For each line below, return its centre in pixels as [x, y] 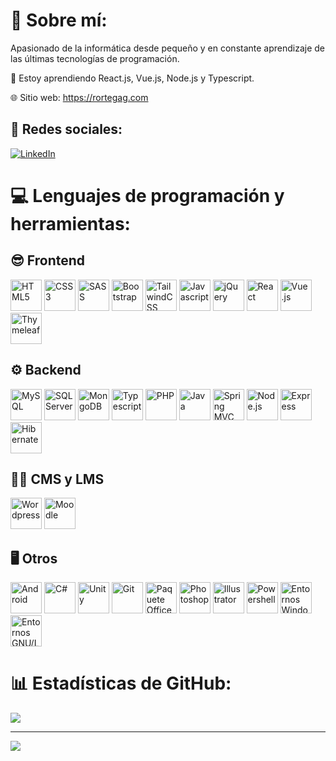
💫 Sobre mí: [59, 20]
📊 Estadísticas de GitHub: [121, 683]
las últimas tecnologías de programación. [95, 58]
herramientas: [70, 223]
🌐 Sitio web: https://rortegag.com [79, 97]
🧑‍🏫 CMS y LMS [57, 479]
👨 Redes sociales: [66, 129]
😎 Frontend [48, 260]
